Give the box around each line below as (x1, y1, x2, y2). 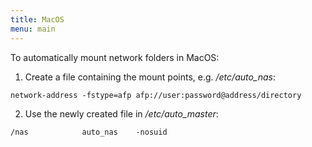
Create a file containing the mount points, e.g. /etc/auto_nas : (24, 71, 277, 83)
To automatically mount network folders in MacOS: (10, 51, 220, 63)
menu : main (10, 24, 56, 34)
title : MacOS (10, 14, 65, 25)
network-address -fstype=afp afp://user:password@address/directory (10, 90, 302, 100)
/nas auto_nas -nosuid (10, 127, 168, 137)
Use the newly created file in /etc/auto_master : (24, 107, 219, 120)
